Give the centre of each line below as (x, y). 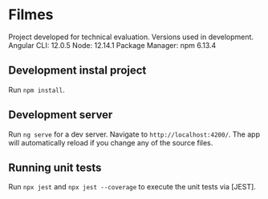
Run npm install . (37, 90)
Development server (61, 115)
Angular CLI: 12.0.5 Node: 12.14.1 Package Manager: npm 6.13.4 (112, 45)
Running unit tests (55, 167)
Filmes (31, 15)
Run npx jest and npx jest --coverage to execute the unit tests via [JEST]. (132, 187)
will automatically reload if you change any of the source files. (111, 142)
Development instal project (77, 71)
